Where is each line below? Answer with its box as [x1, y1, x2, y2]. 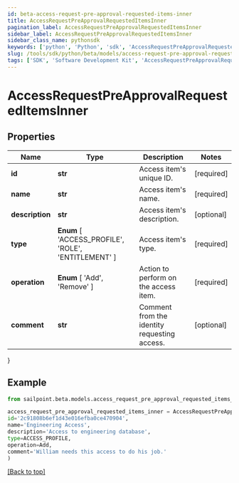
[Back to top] [7, 467, 46, 476]
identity [139, 320, 165, 330]
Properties [7, 131, 55, 143]
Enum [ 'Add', [57, 272, 104, 282]
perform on [139, 272, 177, 282]
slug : [7, 51, 23, 58]
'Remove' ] [57, 281, 94, 291]
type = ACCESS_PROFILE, [7, 435, 72, 442]
